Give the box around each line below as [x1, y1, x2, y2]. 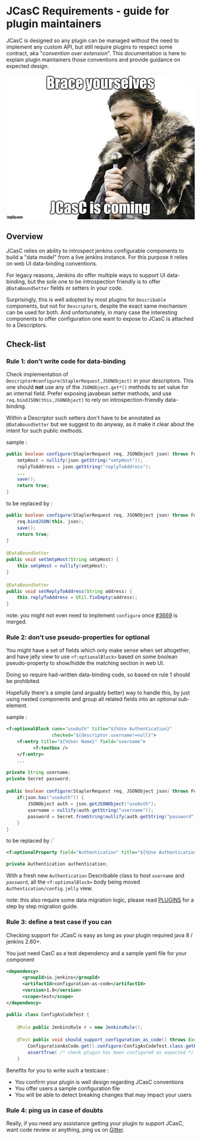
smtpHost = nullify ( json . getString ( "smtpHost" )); [17, 457, 144, 463]
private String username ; [6, 769, 71, 776]
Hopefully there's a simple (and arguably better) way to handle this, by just [6, 689, 190, 696]
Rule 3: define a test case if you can [6, 918, 112, 926]
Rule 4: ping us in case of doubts [6, 1106, 103, 1114]
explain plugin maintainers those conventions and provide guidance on [6, 56, 181, 63]
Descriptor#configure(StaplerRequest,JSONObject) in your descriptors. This [6, 377, 194, 384]
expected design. [6, 62, 49, 70]
